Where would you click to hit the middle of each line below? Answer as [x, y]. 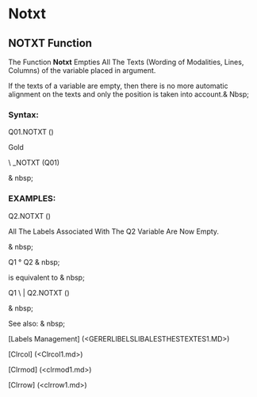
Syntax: [24, 114]
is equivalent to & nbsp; [46, 277]
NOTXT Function [50, 43]
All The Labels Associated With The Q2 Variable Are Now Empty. [114, 231]
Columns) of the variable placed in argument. [82, 71]
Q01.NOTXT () [31, 132]
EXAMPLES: [32, 199]
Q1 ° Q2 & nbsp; [34, 261]
